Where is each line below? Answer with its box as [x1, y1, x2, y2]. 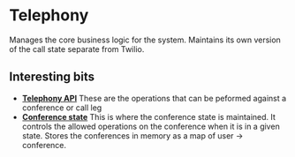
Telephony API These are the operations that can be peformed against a [21, 93, 287, 103]
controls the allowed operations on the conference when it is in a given [21, 121, 280, 131]
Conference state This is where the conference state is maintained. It [21, 111, 276, 122]
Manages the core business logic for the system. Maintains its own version [9, 34, 281, 45]
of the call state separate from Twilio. [9, 43, 145, 54]
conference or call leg [21, 102, 102, 113]
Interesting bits [9, 70, 95, 85]
